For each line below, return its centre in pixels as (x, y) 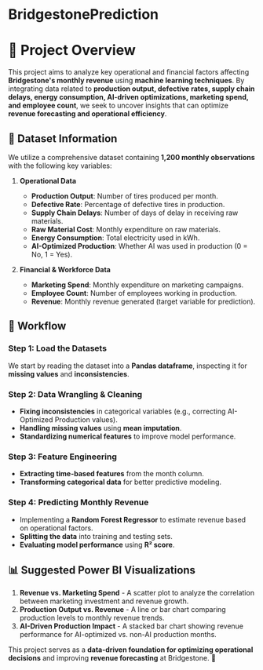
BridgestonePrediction (84, 15)
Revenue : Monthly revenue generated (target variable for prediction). (143, 301)
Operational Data (48, 180)
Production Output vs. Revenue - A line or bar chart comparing (122, 610)
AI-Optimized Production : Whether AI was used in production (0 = (139, 246)
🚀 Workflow (37, 326)
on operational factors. (56, 528)
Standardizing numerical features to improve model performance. (128, 436)
